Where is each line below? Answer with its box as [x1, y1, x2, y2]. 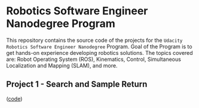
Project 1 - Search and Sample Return [6, 79, 148, 90]
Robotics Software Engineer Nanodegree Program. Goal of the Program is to [6, 43, 192, 50]
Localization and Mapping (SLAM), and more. [6, 61, 118, 69]
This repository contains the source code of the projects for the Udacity [6, 36, 183, 44]
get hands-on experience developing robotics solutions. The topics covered [6, 49, 193, 56]
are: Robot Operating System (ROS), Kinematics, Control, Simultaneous [6, 55, 181, 63]
